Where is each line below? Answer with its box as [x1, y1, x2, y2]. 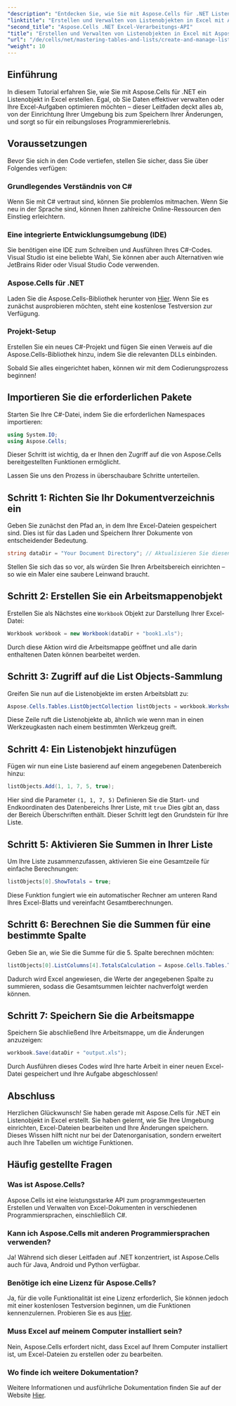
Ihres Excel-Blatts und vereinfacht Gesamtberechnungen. [7, 898, 173, 907]
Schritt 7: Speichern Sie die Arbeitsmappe [7, 1009, 195, 1022]
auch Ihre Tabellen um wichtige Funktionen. [7, 1138, 133, 1147]
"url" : [7, 37, 27, 44]
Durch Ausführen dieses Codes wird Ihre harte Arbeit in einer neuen [7, 1062, 204, 1071]
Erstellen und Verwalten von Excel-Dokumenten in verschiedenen [7, 1203, 197, 1211]
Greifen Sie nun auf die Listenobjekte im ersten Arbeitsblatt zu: [7, 689, 189, 697]
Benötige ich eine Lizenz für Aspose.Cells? [7, 1277, 157, 1287]
